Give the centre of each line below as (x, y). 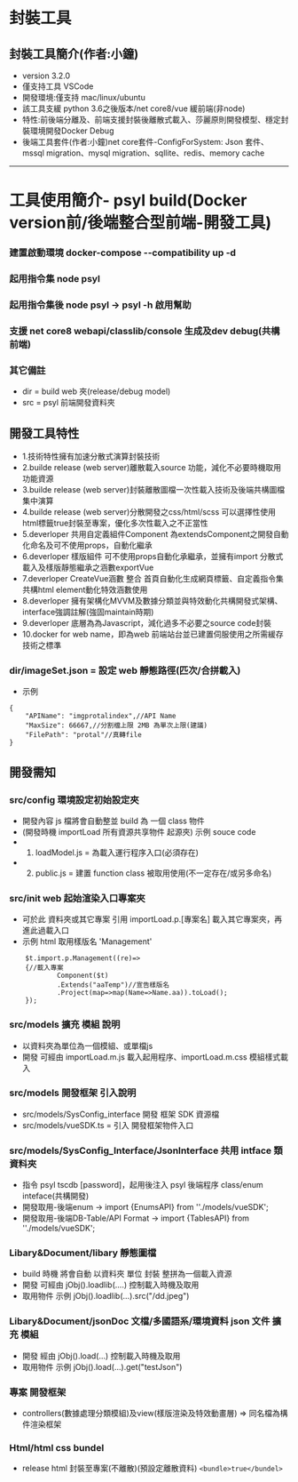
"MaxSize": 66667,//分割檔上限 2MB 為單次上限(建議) (117, 725)
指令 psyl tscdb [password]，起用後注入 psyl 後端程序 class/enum (142, 1185)
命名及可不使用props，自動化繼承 (91, 545)
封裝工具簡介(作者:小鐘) (74, 54)
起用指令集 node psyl (55, 279)
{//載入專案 (44, 968)
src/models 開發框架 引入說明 (73, 1093)
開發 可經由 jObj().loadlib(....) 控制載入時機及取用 (110, 1285)
